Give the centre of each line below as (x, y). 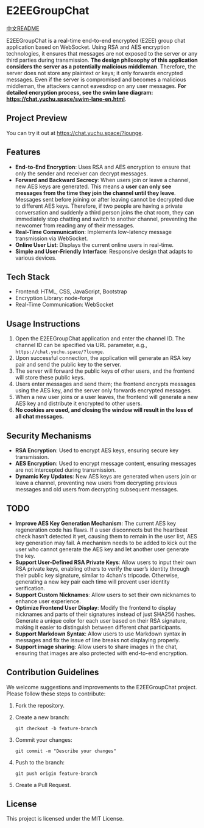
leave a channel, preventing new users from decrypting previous (96, 483)
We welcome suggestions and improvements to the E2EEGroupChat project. (102, 687)
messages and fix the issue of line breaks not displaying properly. (97, 640)
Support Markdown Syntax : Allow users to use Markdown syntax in (101, 634)
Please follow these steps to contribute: (56, 694)
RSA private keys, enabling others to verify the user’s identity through (102, 568)
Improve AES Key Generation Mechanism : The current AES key (96, 523)
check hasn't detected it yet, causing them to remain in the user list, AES (106, 536)
